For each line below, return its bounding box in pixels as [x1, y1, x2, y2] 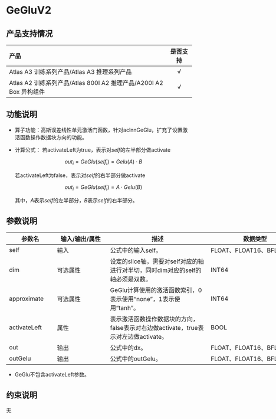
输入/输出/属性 [60, 235, 101, 243]
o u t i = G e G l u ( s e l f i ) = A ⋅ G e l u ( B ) [64, 184, 143, 192]
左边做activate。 [121, 333, 168, 341]
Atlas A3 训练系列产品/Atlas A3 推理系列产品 [9, 68, 132, 76]
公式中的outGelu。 [110, 355, 162, 363]
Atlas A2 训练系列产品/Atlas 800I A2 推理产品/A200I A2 [9, 79, 163, 87]
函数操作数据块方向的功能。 [19, 133, 87, 140]
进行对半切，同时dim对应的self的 [110, 266, 202, 274]
